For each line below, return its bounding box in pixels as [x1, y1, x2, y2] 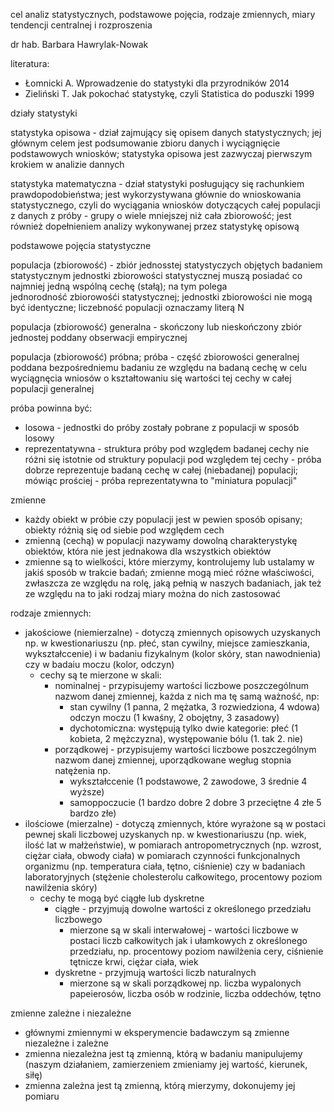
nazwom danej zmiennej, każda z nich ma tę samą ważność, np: [54, 690, 320, 702]
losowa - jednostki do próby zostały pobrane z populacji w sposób [24, 422, 300, 433]
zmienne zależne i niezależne [10, 1007, 132, 1019]
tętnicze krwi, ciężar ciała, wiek [69, 956, 199, 968]
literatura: [10, 58, 50, 69]
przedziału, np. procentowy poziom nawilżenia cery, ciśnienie [69, 945, 324, 957]
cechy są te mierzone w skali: [39, 669, 162, 681]
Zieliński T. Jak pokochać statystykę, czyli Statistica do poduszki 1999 [24, 88, 315, 99]
